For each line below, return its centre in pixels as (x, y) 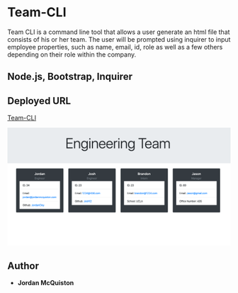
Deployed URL (39, 101)
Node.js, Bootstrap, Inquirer (70, 77)
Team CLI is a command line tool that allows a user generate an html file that (119, 32)
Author (23, 266)
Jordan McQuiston (46, 283)
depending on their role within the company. (72, 54)
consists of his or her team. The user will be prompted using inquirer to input (119, 39)
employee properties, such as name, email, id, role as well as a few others (115, 47)
